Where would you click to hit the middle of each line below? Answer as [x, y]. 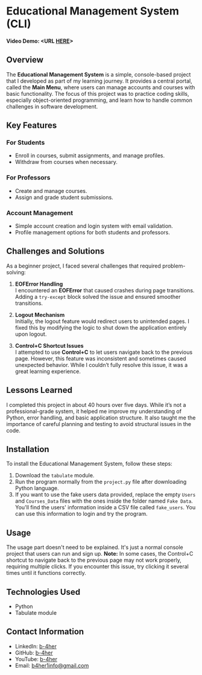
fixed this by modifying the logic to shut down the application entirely [101, 327]
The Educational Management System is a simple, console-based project [99, 74]
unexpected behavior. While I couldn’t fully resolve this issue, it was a [101, 365]
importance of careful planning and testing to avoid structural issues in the [99, 424]
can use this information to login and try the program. [81, 514]
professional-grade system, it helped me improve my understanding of [94, 411]
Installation [28, 449]
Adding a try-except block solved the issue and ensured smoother [98, 297]
